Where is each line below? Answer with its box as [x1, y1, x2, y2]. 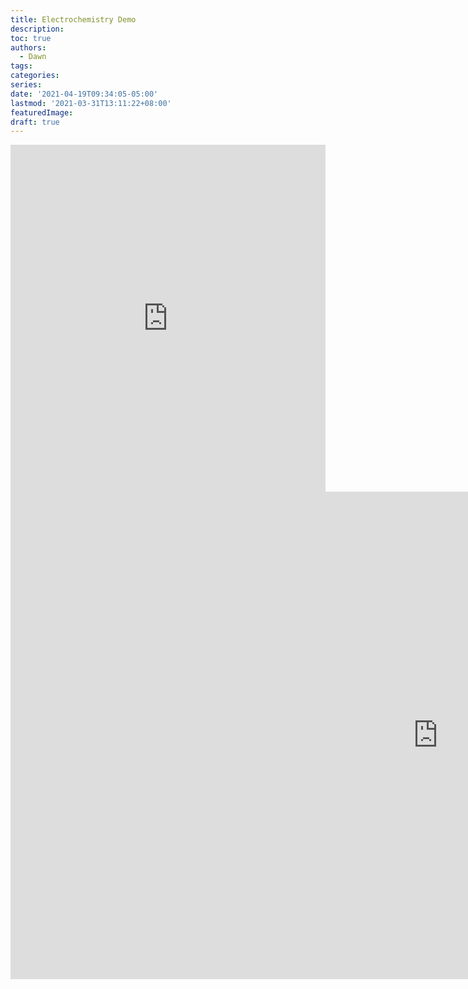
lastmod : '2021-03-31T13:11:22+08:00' [10, 98, 172, 108]
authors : [10, 42, 47, 53]
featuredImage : [10, 107, 74, 118]
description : [10, 24, 65, 34]
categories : [10, 71, 60, 81]
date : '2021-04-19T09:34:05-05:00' [10, 89, 159, 99]
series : [10, 80, 43, 90]
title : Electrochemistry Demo [10, 14, 137, 25]
